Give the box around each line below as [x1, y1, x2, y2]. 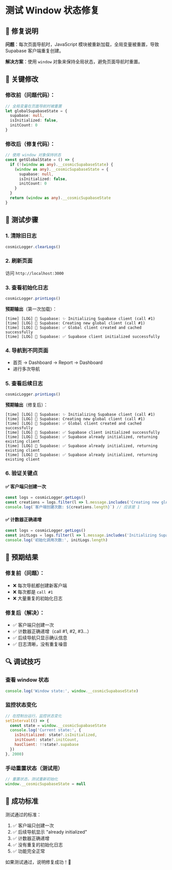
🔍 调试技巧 [5, 657, 41, 666]
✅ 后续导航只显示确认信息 [12, 634, 68, 641]
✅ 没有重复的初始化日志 [12, 841, 63, 847]
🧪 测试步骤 [5, 216, 38, 225]
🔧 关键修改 [5, 75, 38, 84]
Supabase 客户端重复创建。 [5, 48, 64, 54]
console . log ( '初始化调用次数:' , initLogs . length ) [5, 538, 108, 543]
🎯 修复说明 [5, 27, 38, 35]
